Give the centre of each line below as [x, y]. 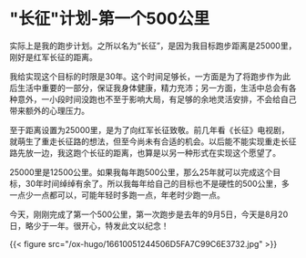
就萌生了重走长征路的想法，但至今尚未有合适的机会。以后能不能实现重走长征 [153, 141]
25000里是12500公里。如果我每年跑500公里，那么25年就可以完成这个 [141, 172]
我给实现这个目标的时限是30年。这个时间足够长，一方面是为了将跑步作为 [146, 76]
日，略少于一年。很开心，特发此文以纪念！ [89, 225]
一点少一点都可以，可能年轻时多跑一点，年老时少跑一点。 [117, 195]
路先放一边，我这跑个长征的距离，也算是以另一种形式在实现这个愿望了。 [145, 152]
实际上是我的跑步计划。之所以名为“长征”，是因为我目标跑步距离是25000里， [153, 46]
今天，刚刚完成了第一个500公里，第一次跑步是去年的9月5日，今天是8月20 [149, 214]
